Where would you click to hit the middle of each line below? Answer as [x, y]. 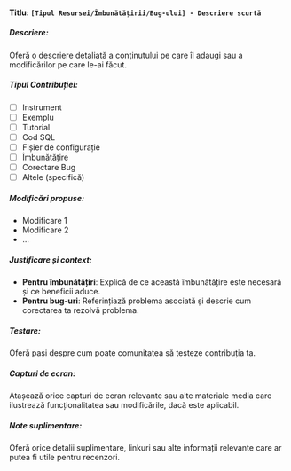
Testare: [25, 330]
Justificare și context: [51, 259]
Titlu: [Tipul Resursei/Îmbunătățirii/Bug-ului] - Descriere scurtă [135, 12]
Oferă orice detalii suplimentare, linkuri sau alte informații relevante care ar [145, 447]
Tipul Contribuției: [43, 85]
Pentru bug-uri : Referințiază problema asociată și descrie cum [136, 301]
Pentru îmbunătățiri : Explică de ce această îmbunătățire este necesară [152, 282]
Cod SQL [39, 137]
